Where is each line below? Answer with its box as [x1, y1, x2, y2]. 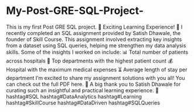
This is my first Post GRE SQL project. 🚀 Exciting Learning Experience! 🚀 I [6, 23, 183, 30]
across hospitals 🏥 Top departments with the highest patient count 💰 [6, 57, 173, 64]
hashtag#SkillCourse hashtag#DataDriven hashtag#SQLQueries [6, 99, 160, 106]
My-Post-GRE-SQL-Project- [6, 4, 144, 17]
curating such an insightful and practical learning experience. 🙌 [6, 86, 159, 94]
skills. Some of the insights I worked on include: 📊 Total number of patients [6, 48, 189, 55]
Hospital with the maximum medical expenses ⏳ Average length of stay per [6, 66, 188, 73]
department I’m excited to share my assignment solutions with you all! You [6, 74, 185, 81]
